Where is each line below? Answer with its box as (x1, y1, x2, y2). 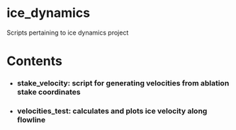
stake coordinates (16, 87, 81, 97)
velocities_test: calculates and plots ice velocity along (16, 106, 208, 116)
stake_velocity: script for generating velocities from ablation (16, 78, 230, 88)
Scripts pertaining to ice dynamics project (6, 28, 129, 37)
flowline (16, 114, 46, 124)
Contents (6, 53, 63, 69)
